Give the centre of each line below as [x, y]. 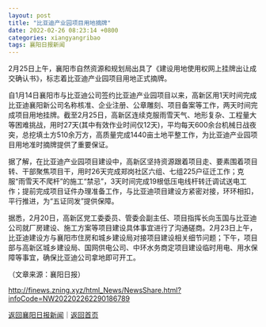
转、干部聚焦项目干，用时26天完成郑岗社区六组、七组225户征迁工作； [123, 172]
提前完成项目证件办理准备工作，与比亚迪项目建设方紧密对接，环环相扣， [140, 192]
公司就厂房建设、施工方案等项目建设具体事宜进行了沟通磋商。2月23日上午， [133, 228]
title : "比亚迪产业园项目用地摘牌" [60, 23]
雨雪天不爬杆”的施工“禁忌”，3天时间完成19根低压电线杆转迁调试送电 [129, 181]
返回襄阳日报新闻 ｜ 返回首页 [53, 315]
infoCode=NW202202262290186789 [69, 298]
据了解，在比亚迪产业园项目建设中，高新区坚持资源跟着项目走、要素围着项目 [133, 162]
